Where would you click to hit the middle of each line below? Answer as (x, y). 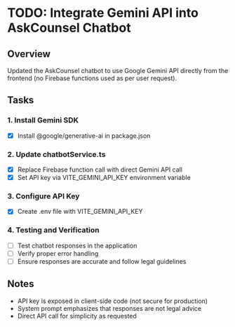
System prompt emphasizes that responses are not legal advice (109, 308)
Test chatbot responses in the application (77, 245)
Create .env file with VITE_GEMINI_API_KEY (80, 212)
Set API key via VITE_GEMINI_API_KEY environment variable (104, 178)
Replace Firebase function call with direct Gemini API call (100, 169)
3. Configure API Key (43, 196)
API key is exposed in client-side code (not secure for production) (113, 301)
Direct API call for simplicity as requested (77, 316)
